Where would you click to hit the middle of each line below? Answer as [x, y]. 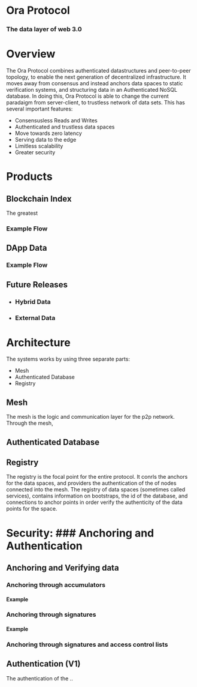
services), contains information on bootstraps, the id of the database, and [97, 496]
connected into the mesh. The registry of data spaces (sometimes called [96, 490]
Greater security [35, 152]
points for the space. [32, 509]
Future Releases [37, 285]
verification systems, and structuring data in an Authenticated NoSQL [92, 90]
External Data [35, 317]
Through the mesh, [30, 423]
